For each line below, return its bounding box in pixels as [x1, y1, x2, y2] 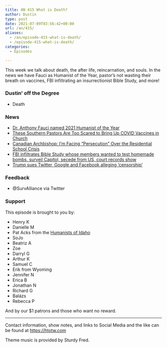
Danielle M [12, 224, 35, 230]
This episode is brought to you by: [5, 209, 76, 215]
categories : [5, 44, 30, 49]
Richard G [12, 287, 33, 293]
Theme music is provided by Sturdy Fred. [5, 337, 90, 343]
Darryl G [12, 251, 30, 257]
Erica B [12, 277, 27, 283]
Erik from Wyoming [12, 266, 52, 272]
